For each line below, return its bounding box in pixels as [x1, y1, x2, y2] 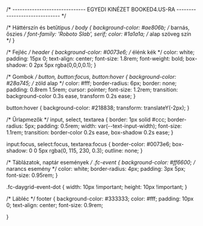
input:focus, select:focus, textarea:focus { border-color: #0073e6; [6, 141, 171, 148]
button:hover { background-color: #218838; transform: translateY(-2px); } [6, 104, 190, 111]
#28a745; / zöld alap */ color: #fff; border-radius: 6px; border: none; [6, 79, 177, 87]
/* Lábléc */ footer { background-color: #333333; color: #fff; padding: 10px [6, 195, 194, 202]
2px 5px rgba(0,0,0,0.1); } [33, 61, 96, 68]
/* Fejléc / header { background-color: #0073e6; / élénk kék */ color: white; [6, 48, 195, 56]
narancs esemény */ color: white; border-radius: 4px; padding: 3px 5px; [6, 165, 186, 172]
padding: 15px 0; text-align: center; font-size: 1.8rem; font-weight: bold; [6, 55, 185, 62]
